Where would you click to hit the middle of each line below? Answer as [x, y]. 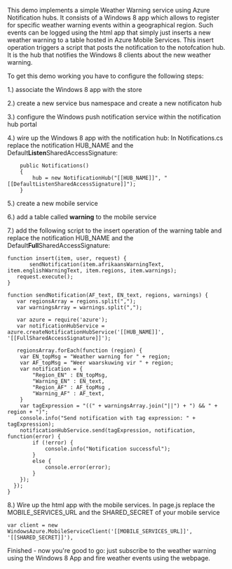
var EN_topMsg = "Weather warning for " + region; [95, 357]
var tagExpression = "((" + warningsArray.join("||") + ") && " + [119, 406]
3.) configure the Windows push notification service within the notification [114, 117]
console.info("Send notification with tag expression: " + [108, 418]
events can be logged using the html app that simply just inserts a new [109, 32]
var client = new [33, 525]
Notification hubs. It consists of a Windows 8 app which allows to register [113, 18]
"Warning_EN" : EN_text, [69, 381]
